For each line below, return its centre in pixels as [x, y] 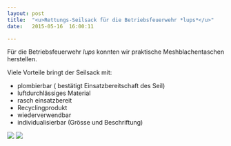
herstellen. [22, 59]
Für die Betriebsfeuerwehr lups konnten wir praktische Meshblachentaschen [116, 52]
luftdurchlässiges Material [54, 93]
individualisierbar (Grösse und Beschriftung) [80, 123]
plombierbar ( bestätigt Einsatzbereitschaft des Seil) [91, 86]
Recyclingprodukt [42, 108]
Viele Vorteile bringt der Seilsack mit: [60, 72]
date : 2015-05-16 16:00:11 [51, 26]
